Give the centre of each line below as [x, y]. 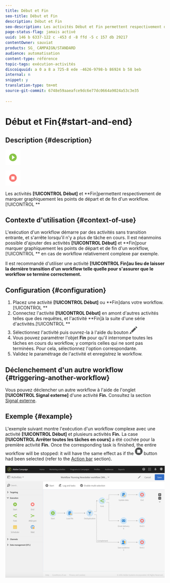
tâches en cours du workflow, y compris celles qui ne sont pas [78, 343]
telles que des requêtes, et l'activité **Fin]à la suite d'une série [79, 319]
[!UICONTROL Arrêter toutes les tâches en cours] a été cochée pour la [80, 439]
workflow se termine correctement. [44, 274]
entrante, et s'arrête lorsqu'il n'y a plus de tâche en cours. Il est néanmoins [83, 238]
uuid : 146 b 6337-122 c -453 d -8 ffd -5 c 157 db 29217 [67, 37]
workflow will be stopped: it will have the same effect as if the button [81, 453]
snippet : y [17, 80]
